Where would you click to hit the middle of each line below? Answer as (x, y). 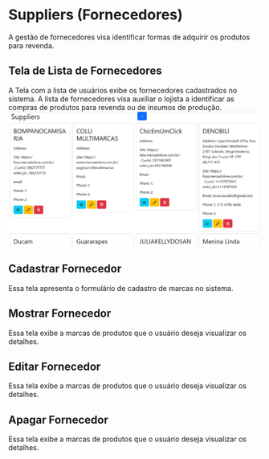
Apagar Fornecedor (58, 420)
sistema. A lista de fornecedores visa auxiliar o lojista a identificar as (121, 99)
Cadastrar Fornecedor (65, 269)
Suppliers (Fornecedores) (96, 15)
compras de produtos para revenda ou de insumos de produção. (115, 107)
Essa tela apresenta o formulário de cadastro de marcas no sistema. (121, 288)
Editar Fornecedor (55, 367)
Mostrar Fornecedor (60, 314)
